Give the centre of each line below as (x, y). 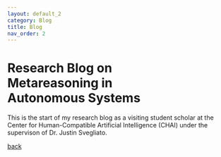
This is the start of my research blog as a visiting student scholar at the (110, 118)
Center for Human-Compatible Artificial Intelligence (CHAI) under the (108, 125)
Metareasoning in (60, 83)
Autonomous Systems (74, 98)
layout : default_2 (34, 14)
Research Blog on (60, 68)
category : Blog (30, 20)
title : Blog (25, 27)
